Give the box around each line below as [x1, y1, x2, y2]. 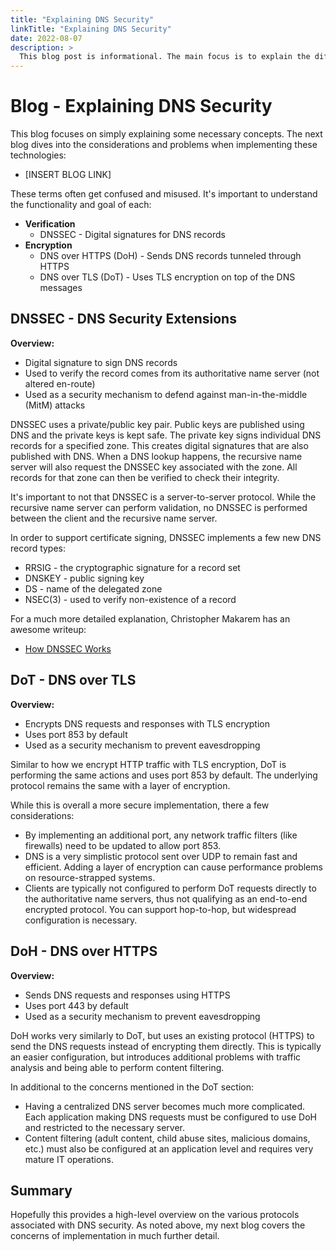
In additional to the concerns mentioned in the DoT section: [10, 1081, 254, 1093]
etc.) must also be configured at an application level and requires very [24, 1142, 314, 1155]
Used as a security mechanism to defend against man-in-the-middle [24, 388, 308, 400]
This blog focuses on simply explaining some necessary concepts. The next [10, 128, 323, 140]
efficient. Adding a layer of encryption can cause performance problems [24, 861, 323, 873]
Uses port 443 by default [24, 999, 129, 1011]
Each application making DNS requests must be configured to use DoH [24, 1111, 317, 1123]
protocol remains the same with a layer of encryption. [10, 779, 231, 791]
